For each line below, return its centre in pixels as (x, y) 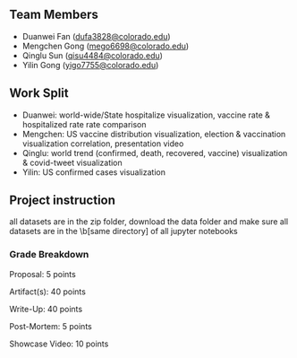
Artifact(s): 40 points (48, 292)
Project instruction (63, 201)
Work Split (39, 93)
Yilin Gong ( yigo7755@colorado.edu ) (90, 65)
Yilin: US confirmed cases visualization (93, 172)
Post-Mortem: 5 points (51, 326)
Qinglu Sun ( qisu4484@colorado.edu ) (93, 55)
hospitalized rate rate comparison (84, 124)
